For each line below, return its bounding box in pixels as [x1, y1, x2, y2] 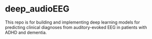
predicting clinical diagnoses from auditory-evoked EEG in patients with [5, 24, 147, 30]
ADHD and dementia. [5, 29, 47, 35]
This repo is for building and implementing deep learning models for [5, 19, 140, 25]
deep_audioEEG [5, 3, 70, 14]
